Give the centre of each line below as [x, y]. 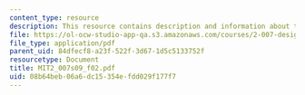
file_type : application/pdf [63, 43]
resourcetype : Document [54, 60]
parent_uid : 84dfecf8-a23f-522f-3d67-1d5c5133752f [107, 52]
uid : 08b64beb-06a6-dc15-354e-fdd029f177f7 [93, 77]
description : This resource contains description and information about [150, 26]
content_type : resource [54, 18]
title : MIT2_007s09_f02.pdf [63, 69]
